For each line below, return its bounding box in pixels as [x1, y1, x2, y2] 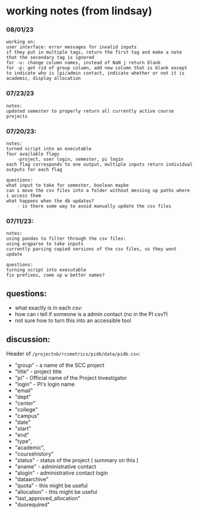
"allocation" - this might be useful [14, 488, 98, 496]
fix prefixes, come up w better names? [6, 273, 105, 278]
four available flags [6, 151, 60, 157]
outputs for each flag [6, 167, 62, 173]
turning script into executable [6, 267, 86, 273]
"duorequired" [14, 501, 51, 508]
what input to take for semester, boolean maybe [6, 182, 129, 188]
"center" [14, 400, 36, 407]
